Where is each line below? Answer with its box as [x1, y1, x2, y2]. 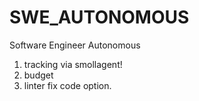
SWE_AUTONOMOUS [9, 6, 190, 29]
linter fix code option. [23, 79, 112, 91]
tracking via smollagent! [23, 58, 123, 70]
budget [23, 69, 54, 81]
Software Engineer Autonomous [9, 39, 141, 51]
